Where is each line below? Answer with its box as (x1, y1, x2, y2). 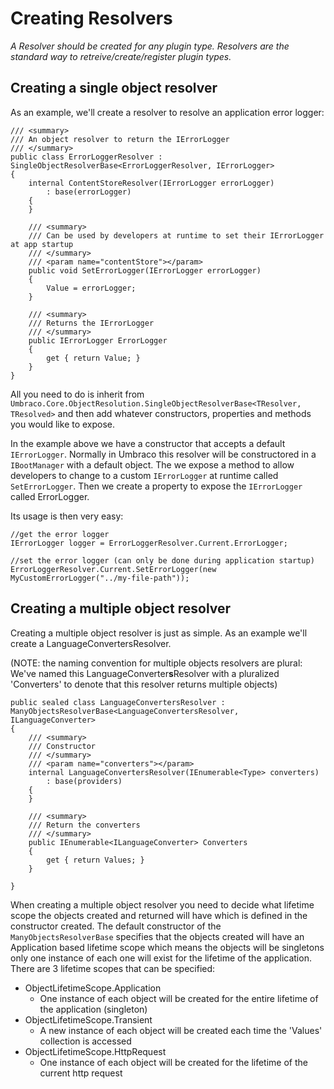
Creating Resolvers (10, 7, 173, 30)
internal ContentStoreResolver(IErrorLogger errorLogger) (28, 178, 275, 188)
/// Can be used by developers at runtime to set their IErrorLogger (28, 230, 325, 241)
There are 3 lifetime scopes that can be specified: (10, 962, 216, 974)
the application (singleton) (39, 1003, 148, 1015)
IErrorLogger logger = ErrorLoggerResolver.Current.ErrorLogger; (10, 538, 288, 548)
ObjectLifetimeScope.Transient (24, 1013, 153, 1026)
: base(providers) (46, 776, 123, 786)
